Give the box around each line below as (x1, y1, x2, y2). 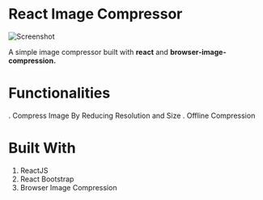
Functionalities (8, 84, 111, 102)
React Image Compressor (8, 5, 183, 23)
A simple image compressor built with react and (8, 47, 168, 56)
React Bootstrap (19, 174, 74, 184)
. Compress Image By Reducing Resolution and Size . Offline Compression (8, 110, 256, 120)
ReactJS (19, 165, 49, 175)
